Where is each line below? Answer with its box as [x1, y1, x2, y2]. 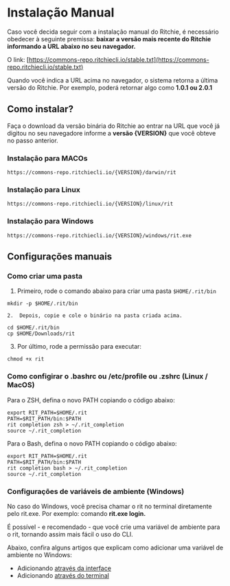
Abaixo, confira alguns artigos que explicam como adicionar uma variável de [7, 543, 224, 552]
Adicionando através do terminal [16, 571, 110, 579]
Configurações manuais [7, 251, 113, 263]
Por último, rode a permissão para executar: [16, 343, 142, 351]
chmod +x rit [7, 356, 45, 362]
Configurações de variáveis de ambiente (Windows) [7, 486, 185, 496]
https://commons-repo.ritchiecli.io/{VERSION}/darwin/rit [7, 169, 176, 176]
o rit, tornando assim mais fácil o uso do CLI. [7, 530, 134, 538]
